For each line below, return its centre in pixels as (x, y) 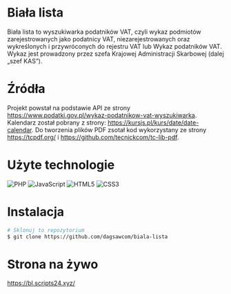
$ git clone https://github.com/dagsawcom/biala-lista (88, 237)
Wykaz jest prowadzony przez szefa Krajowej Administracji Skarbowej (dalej (115, 54)
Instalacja (36, 212)
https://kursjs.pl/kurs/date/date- (153, 123)
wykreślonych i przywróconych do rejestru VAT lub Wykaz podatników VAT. (114, 46)
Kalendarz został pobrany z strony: (57, 123)
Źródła (26, 89)
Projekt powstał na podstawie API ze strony (69, 107)
